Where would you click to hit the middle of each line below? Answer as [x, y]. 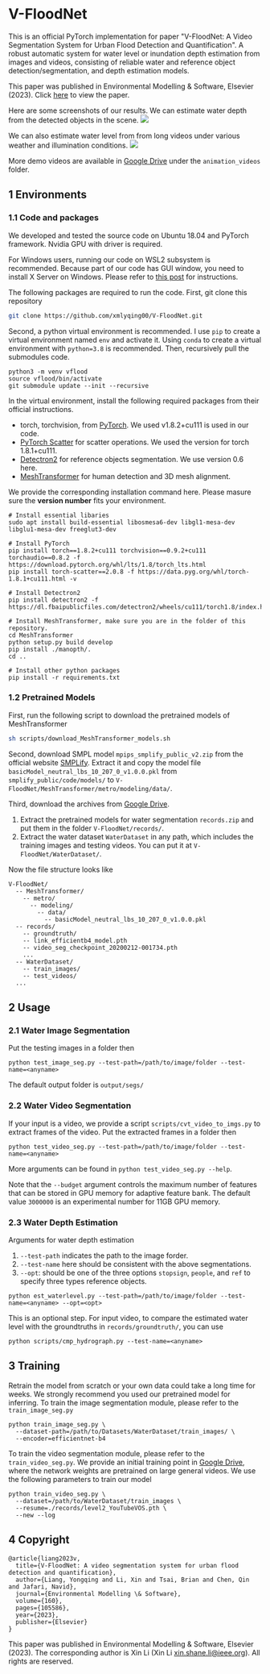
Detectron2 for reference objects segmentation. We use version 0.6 [131, 459]
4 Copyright [39, 1540]
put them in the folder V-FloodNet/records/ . [92, 828]
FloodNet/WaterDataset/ [60, 854]
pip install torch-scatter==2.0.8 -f [72, 572]
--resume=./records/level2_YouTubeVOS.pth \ [91, 1508]
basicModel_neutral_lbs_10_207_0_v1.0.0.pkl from [93, 771]
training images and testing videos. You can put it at [106, 845]
